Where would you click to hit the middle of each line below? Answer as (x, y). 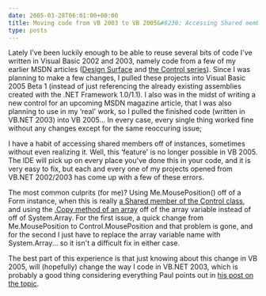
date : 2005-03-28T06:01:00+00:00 (63, 15)
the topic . (24, 284)
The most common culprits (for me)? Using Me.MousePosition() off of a (125, 193)
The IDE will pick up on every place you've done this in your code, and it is (129, 161)
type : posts (28, 30)
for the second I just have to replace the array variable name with (114, 235)
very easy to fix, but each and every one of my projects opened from (121, 169)
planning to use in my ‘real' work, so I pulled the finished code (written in (127, 112)
